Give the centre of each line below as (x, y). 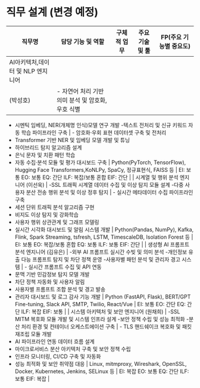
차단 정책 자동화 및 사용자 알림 (50, 282)
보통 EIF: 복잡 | (32, 378)
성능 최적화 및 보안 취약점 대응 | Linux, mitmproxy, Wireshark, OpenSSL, (101, 364)
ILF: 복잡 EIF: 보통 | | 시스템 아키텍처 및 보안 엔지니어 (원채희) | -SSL (101, 312)
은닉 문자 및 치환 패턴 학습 (45, 155)
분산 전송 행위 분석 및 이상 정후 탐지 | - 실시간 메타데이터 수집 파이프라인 (110, 192)
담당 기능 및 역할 (83, 41)
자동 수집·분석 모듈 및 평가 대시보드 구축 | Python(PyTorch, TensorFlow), (100, 162)
